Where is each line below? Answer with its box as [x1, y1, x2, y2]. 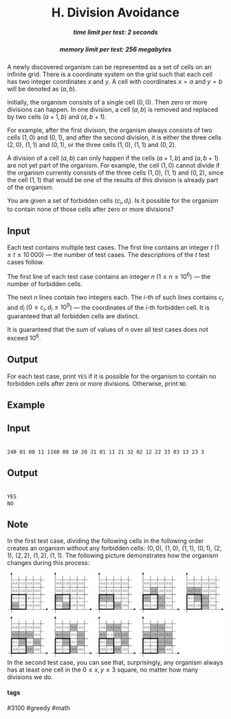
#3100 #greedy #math [7, 703, 70, 712]
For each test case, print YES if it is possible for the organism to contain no [7, 372, 217, 380]
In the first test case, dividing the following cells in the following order [7, 537, 204, 545]
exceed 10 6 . [7, 333, 41, 342]
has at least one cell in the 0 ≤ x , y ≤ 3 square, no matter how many [7, 665, 199, 674]
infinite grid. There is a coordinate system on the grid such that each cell [7, 70, 213, 78]
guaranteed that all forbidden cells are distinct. [7, 312, 140, 320]
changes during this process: [7, 559, 90, 567]
